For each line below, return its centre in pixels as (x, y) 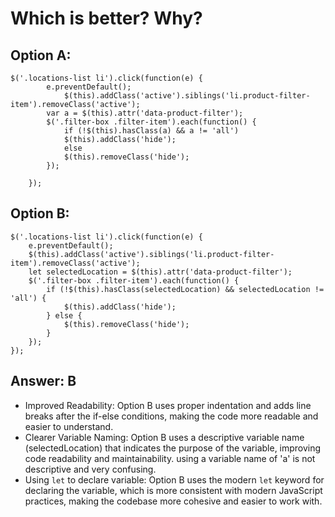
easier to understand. (69, 426)
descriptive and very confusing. (90, 469)
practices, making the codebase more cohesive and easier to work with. (173, 501)
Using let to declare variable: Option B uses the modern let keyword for (174, 479)
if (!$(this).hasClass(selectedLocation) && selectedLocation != (185, 289)
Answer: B (43, 381)
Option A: (41, 55)
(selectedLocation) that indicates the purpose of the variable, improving (173, 448)
